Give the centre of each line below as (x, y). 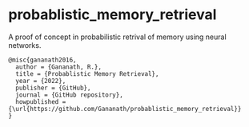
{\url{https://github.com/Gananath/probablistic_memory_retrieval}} (125, 109)
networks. (25, 45)
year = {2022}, (41, 81)
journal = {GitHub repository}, (70, 95)
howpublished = (41, 101)
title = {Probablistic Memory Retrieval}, (87, 73)
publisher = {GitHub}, (53, 88)
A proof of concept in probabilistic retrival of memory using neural (117, 37)
